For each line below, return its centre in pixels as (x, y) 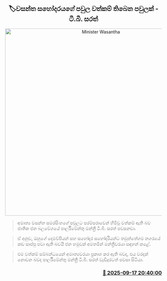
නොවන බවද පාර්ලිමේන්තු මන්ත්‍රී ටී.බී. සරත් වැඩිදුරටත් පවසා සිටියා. (80, 260)
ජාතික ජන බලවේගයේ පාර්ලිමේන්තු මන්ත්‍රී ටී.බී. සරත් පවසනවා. (77, 228)
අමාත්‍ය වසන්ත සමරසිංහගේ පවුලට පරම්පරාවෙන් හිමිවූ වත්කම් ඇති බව (84, 223)
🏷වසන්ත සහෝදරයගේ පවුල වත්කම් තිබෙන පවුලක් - (83, 9)
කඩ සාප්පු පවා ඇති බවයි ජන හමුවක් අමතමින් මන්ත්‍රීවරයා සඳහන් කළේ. (84, 244)
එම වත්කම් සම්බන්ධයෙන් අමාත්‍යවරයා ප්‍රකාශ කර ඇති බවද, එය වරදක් (83, 254)
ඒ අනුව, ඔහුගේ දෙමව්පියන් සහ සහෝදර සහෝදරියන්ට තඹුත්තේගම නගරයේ (89, 238)
